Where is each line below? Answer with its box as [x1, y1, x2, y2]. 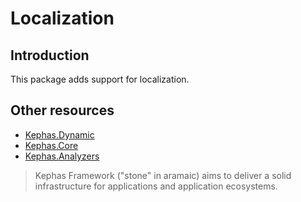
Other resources [10, 102, 115, 119]
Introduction [10, 47, 90, 64]
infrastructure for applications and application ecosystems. [34, 180, 278, 192]
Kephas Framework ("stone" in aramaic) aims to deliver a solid [34, 169, 292, 181]
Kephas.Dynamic [24, 128, 95, 141]
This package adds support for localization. [10, 73, 190, 85]
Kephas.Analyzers [24, 150, 100, 162]
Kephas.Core [24, 139, 79, 151]
